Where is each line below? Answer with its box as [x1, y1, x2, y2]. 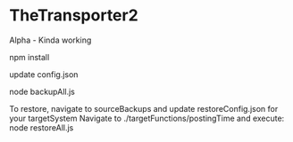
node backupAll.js [9, 86, 76, 97]
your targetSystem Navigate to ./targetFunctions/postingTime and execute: [9, 113, 285, 123]
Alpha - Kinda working [9, 35, 92, 45]
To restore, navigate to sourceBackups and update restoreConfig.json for [9, 103, 279, 114]
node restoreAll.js [9, 122, 74, 133]
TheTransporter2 [9, 5, 138, 26]
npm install [9, 51, 50, 62]
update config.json [9, 68, 79, 80]
